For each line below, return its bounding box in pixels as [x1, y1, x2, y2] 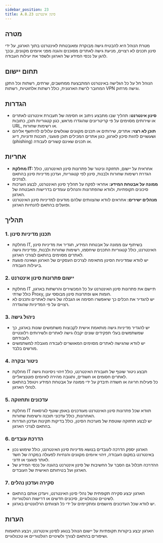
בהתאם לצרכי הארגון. [12, 423, 52, 429]
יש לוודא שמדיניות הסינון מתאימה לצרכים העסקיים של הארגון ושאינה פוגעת [12, 257, 149, 263]
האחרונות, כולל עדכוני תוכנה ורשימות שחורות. [12, 413, 96, 418]
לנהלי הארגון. [12, 384, 36, 390]
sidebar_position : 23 [5, 7, 49, 12]
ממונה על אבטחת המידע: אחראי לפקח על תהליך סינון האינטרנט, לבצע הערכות [12, 181, 158, 187]
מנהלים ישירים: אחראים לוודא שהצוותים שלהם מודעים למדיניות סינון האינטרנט [12, 196, 157, 203]
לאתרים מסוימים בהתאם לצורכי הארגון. [12, 252, 84, 258]
